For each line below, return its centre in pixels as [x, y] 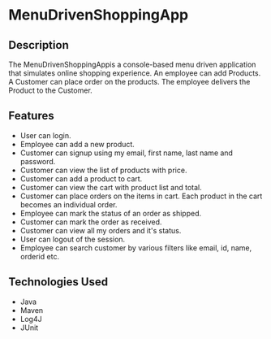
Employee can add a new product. [77, 144]
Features [31, 116]
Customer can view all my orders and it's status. [101, 230]
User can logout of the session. [73, 239]
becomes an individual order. [69, 204]
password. [38, 161]
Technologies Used [58, 282]
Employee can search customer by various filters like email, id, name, [136, 248]
